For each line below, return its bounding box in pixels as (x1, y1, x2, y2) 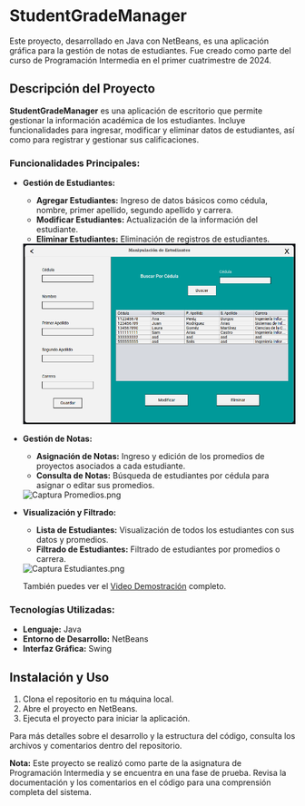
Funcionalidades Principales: (9, 156, 141, 169)
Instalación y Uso (9, 669, 110, 685)
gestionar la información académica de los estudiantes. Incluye (9, 114, 246, 125)
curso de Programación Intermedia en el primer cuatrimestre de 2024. (9, 54, 272, 65)
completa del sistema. (9, 786, 93, 797)
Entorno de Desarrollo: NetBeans (22, 634, 149, 644)
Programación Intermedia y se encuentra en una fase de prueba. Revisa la (9, 767, 287, 778)
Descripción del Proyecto (9, 81, 156, 96)
